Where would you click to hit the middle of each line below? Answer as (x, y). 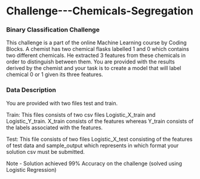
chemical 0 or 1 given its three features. (55, 75)
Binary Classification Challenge (53, 30)
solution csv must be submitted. (46, 151)
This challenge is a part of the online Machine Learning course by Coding (96, 43)
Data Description (31, 90)
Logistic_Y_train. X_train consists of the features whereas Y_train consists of (100, 121)
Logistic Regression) (31, 169)
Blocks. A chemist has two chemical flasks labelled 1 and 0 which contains (98, 49)
